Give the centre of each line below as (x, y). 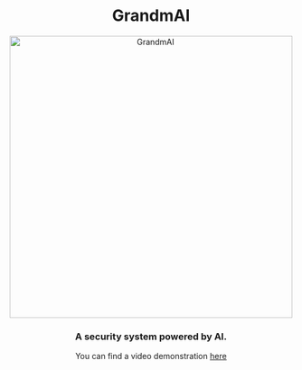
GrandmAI (151, 16)
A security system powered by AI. (151, 337)
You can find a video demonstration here (151, 356)
